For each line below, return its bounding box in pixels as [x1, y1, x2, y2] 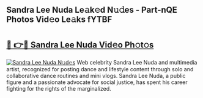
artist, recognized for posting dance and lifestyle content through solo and [6, 66, 194, 72]
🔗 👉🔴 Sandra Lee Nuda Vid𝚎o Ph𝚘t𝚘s [6, 40, 154, 50]
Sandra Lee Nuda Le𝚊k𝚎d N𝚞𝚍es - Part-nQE [6, 5, 177, 15]
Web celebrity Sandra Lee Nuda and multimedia [76, 59, 197, 66]
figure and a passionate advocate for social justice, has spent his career [6, 79, 188, 86]
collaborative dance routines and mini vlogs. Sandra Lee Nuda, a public [6, 72, 186, 79]
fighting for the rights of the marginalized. [6, 85, 111, 92]
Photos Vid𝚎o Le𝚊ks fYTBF [6, 15, 113, 25]
